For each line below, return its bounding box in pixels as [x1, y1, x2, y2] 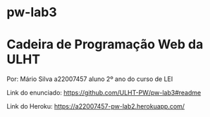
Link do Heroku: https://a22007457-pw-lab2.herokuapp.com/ [6, 102, 185, 111]
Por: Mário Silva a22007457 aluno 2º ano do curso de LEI [6, 75, 173, 83]
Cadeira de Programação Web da [6, 37, 204, 53]
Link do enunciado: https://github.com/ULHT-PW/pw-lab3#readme [6, 89, 202, 97]
